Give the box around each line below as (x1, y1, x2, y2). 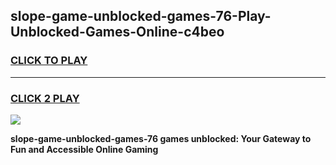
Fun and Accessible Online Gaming (10, 143, 159, 155)
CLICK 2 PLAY (10, 91, 80, 105)
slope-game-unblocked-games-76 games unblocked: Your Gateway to (10, 132, 312, 144)
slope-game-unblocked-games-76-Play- (10, 8, 272, 25)
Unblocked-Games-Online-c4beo (10, 24, 225, 41)
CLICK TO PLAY (10, 54, 88, 68)
